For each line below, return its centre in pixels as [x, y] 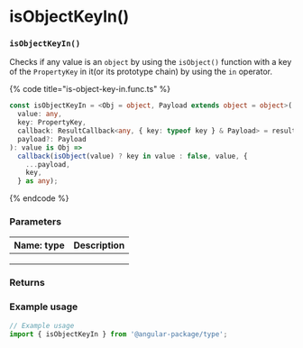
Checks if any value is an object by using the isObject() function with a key [151, 62]
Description [99, 245]
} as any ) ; [38, 181]
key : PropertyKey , [52, 123]
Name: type [39, 245]
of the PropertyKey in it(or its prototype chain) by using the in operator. [141, 72]
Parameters [35, 222]
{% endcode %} [39, 198]
